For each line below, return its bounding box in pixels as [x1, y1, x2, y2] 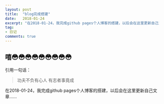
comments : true [5, 34, 36, 39]
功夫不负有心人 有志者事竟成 [17, 77, 74, 83]
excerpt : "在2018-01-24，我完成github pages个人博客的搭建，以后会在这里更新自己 [5, 20, 159, 26]
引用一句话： [5, 67, 31, 73]
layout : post [5, 7, 32, 12]
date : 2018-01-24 [5, 16, 45, 21]
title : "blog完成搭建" [5, 12, 50, 16]
